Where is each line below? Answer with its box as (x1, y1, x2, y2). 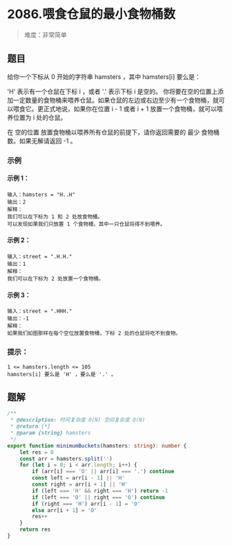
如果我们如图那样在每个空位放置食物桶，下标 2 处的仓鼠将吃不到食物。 (7, 330, 181, 337)
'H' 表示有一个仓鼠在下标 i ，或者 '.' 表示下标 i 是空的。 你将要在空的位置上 (7, 87, 218, 96)
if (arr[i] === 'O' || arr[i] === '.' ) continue (32, 468, 175, 475)
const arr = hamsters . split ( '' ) (19, 455, 113, 462)
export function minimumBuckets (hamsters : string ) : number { (7, 442, 187, 449)
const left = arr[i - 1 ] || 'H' (32, 475, 126, 482)
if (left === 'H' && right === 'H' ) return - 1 (32, 487, 168, 494)
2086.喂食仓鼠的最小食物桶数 (7, 6, 176, 22)
